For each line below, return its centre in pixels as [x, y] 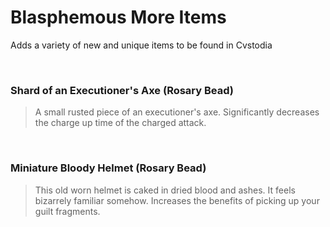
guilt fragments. [67, 211]
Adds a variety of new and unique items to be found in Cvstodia [141, 45]
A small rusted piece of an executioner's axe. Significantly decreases [177, 112]
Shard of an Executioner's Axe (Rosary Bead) [122, 90]
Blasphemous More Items [118, 17]
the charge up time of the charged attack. [120, 123]
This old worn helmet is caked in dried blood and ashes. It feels [165, 190]
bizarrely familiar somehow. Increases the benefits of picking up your [177, 200]
